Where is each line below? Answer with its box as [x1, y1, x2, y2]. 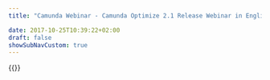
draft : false [8, 34, 52, 42]
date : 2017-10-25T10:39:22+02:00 [8, 26, 121, 34]
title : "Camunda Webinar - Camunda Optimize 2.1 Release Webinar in [8, 11, 243, 20]
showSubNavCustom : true [8, 41, 88, 49]
